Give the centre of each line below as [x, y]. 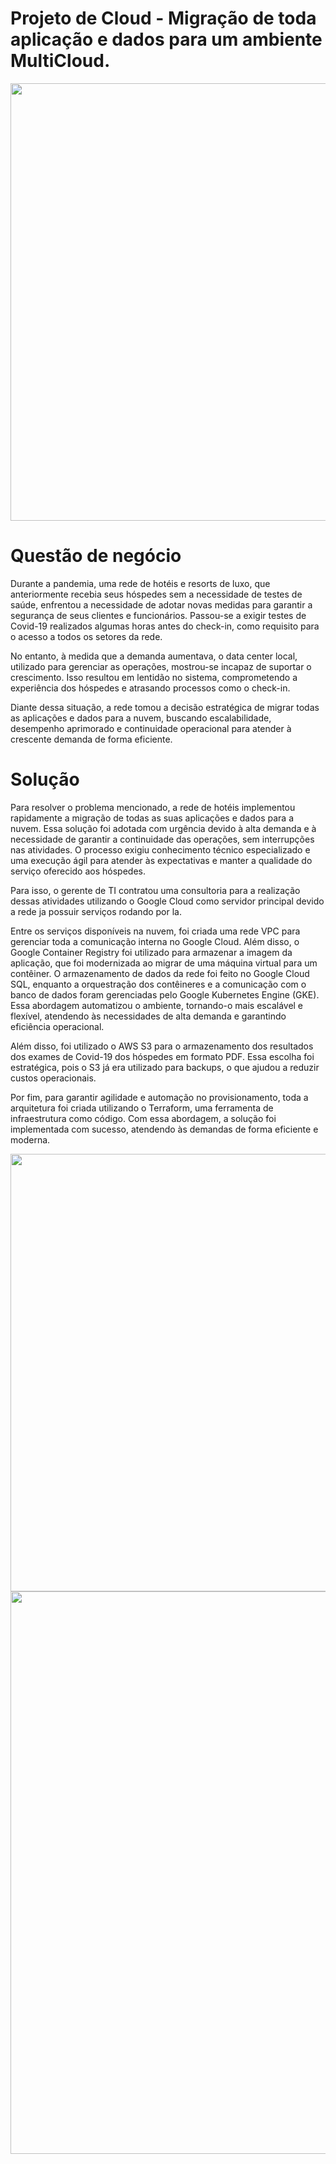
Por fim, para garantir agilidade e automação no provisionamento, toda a [159, 1097]
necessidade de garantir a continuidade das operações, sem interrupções [162, 839]
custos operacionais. [53, 1078]
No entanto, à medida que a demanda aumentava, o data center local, [154, 656]
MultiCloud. [60, 61]
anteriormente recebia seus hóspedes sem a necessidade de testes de [156, 594]
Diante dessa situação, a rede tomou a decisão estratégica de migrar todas [165, 707]
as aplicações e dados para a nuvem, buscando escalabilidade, [141, 718]
